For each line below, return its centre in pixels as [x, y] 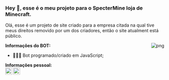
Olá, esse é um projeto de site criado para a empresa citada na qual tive [80, 25]
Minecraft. [18, 14]
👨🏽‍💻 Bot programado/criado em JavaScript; [58, 55]
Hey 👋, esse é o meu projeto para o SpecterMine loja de [74, 8]
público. [14, 36]
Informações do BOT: [28, 46]
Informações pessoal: [29, 65]
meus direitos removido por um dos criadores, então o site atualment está [82, 31]
